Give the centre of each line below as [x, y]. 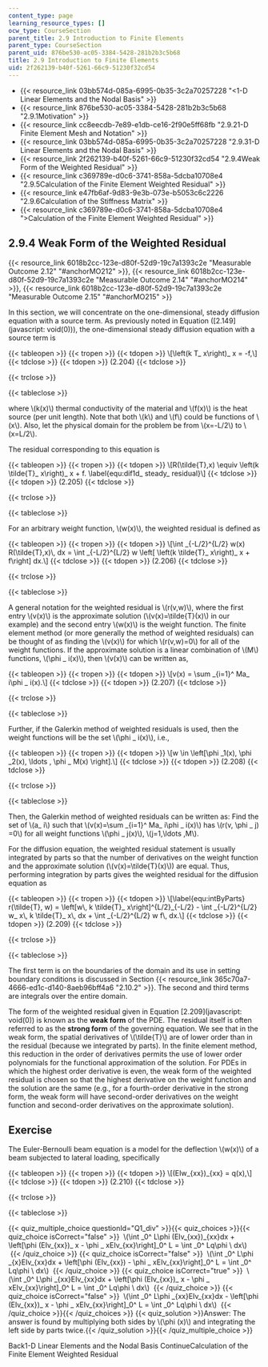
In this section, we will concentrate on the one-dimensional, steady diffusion [134, 312]
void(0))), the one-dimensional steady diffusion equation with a [151, 329]
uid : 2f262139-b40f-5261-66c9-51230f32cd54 [82, 68]
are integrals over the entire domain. [68, 996]
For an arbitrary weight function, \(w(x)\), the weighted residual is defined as [134, 528]
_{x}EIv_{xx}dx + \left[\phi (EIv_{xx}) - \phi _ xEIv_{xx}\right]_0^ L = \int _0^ [130, 1262]
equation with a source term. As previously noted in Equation [109, 320]
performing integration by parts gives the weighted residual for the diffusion [133, 874]
